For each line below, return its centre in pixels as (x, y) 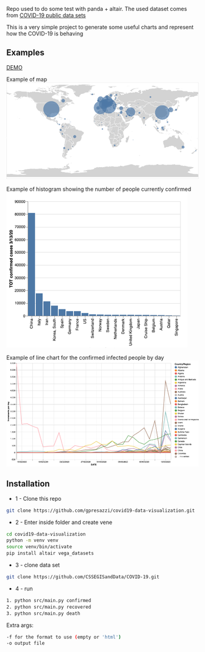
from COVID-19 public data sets (46, 15)
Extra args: (20, 625)
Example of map (27, 79)
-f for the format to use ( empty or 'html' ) (64, 637)
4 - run (24, 589)
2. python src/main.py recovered (49, 607)
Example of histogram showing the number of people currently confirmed (99, 189)
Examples (25, 53)
